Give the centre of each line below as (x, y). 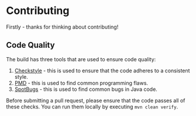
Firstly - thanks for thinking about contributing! (62, 27)
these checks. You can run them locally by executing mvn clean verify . (92, 107)
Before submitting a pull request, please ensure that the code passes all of (96, 100)
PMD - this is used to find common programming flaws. (81, 83)
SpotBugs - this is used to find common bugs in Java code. (86, 89)
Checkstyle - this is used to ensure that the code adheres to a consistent (102, 71)
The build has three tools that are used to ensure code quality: (81, 59)
